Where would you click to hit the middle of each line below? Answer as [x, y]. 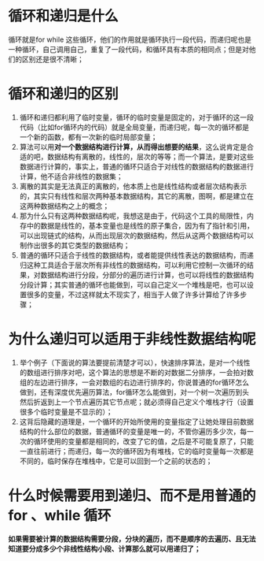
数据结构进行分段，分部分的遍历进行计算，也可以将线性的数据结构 [147, 275]
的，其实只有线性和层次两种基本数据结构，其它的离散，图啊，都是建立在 [136, 196]
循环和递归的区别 [64, 94]
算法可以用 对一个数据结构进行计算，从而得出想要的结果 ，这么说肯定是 [133, 147]
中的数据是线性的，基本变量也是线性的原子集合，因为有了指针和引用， [140, 225]
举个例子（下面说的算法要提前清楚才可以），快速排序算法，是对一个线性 [135, 362]
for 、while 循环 [60, 515]
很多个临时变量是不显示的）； [66, 411]
